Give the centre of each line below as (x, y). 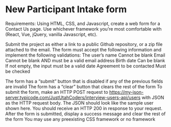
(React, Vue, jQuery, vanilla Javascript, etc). (52, 34)
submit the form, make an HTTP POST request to (57, 92)
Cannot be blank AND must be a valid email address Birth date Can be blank (85, 60)
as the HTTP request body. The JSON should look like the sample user (79, 103)
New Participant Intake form (66, 9)
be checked (18, 71)
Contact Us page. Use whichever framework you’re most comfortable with (83, 29)
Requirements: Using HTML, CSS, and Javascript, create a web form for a (83, 23)
